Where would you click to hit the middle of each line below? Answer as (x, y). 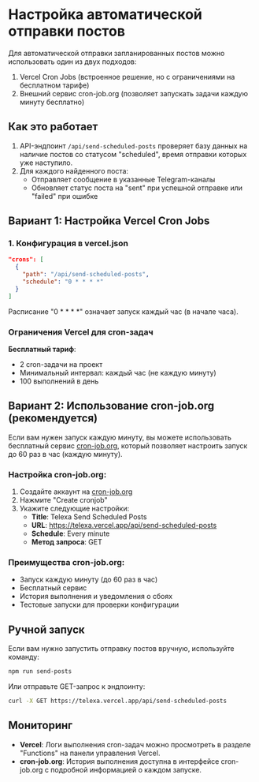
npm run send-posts (40, 672)
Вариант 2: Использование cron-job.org (111, 406)
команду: (24, 657)
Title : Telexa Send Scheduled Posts (89, 517)
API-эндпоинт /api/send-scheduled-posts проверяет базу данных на (133, 146)
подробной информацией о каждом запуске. (126, 769)
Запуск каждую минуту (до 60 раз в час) (89, 580)
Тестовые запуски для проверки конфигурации (99, 604)
